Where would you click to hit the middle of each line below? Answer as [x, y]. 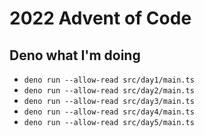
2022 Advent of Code [100, 18]
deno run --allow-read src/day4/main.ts [109, 112]
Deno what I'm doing [75, 55]
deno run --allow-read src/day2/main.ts [109, 91]
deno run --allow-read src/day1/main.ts [109, 80]
